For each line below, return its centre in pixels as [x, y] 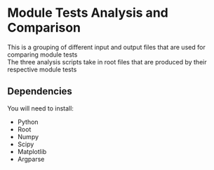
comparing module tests [42, 55]
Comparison [44, 28]
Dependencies [40, 91]
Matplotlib [32, 151]
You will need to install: [40, 108]
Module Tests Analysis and [88, 13]
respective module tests [42, 69]
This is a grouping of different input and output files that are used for [106, 47]
